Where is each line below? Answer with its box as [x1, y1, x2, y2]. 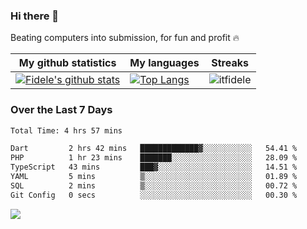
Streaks [211, 56, 249, 70]
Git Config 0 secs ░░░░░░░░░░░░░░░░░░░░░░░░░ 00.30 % [10, 190, 298, 200]
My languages [129, 56, 200, 70]
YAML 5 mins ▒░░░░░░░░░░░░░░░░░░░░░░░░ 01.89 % [10, 172, 298, 182]
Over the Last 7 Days [10, 103, 113, 117]
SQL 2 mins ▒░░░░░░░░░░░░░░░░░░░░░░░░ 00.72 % [10, 180, 298, 191]
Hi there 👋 [10, 9, 60, 23]
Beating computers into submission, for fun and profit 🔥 [10, 32, 240, 44]
